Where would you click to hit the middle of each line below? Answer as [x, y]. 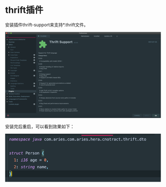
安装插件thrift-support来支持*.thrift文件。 [47, 25]
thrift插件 [24, 10]
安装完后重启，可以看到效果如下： [40, 126]
